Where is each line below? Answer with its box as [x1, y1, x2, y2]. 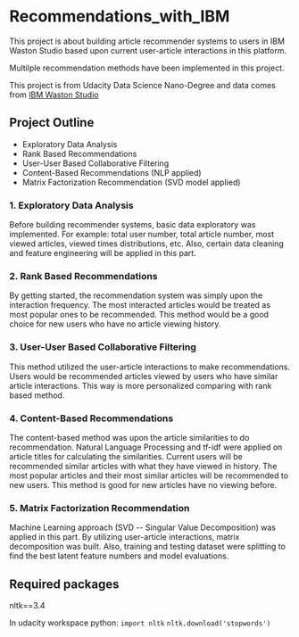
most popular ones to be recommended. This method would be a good [9, 310, 270, 320]
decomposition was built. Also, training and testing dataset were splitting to [9, 542, 286, 552]
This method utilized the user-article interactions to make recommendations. [9, 361, 290, 372]
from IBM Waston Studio [9, 89, 99, 100]
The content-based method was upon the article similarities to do [9, 432, 250, 443]
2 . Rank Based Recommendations [9, 269, 158, 282]
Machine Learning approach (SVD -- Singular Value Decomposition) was [9, 522, 277, 533]
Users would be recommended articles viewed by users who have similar [9, 370, 278, 381]
